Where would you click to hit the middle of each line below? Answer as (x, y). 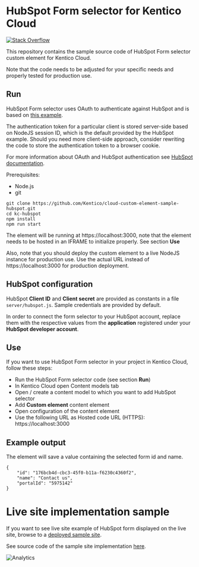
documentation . (26, 163)
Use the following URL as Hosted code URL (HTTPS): (80, 417)
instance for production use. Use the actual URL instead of (78, 259)
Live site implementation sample (88, 512)
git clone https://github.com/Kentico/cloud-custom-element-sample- (93, 203)
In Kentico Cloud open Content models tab (67, 386)
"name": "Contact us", (45, 478)
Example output (36, 443)
